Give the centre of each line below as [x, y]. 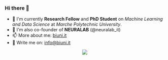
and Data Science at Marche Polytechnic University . [67, 24]
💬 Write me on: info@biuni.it [41, 43]
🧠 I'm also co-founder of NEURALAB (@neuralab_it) [66, 30]
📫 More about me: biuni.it [39, 35]
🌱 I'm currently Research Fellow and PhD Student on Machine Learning [87, 19]
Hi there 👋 [17, 8]
